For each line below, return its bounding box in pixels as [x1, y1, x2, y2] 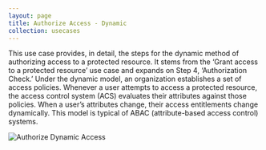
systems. [8, 117, 38, 127]
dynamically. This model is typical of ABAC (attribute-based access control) [8, 108, 259, 118]
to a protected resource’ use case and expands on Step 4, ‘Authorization [8, 66, 247, 75]
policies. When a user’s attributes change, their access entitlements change [8, 99, 259, 109]
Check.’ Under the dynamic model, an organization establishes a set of [8, 74, 242, 84]
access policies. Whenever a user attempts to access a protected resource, [8, 83, 258, 92]
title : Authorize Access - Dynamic [8, 19, 127, 27]
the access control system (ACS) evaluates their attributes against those [8, 91, 247, 101]
